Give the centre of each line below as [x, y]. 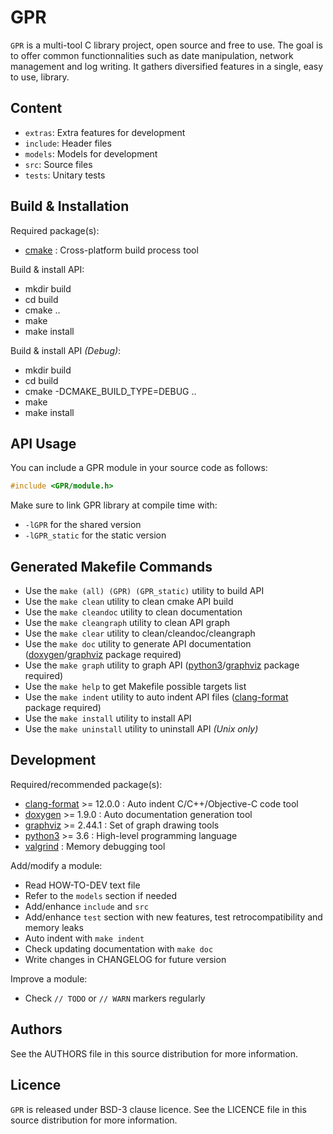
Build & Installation [70, 206]
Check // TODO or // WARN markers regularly [115, 998]
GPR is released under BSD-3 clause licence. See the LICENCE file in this [158, 1109]
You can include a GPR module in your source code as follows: [139, 468]
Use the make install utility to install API [108, 718]
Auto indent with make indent [84, 938]
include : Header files [68, 143]
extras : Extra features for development [105, 132]
